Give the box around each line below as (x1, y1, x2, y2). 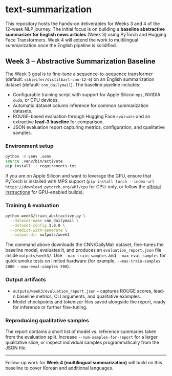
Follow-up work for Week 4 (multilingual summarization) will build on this (5, 359, 162, 365)
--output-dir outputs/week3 (10, 232, 70, 237)
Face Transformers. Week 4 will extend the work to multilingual (5, 37, 139, 43)
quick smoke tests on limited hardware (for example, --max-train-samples (5, 258, 161, 264)
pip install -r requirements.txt (5, 163, 77, 168)
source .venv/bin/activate (5, 159, 63, 164)
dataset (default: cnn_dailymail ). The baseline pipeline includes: (5, 81, 141, 87)
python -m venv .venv (5, 154, 52, 159)
